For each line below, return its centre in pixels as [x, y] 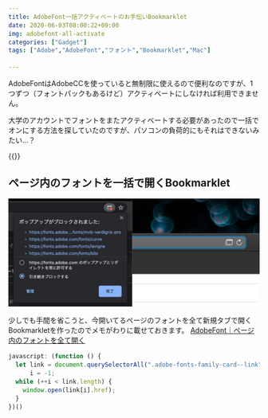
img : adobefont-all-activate [57, 33]
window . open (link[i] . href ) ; [69, 390]
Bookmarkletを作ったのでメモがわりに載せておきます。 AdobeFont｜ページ [132, 330]
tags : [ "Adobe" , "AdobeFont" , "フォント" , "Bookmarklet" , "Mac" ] [110, 51]
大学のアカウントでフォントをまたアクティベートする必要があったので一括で [134, 120]
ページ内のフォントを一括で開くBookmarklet [119, 183]
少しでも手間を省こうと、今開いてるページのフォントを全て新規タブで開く [130, 320]
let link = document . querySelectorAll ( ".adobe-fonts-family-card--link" [139, 365]
